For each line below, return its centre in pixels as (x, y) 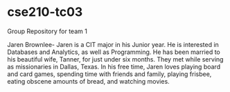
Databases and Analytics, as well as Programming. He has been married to (114, 52)
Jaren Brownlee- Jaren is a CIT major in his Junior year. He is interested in (113, 44)
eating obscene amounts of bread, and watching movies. (88, 81)
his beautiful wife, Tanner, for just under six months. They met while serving (115, 59)
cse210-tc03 (45, 12)
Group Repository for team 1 (47, 31)
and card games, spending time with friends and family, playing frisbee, (109, 74)
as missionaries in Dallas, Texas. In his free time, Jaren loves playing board (114, 66)
